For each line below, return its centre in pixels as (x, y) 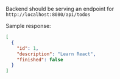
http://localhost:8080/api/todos (48, 15)
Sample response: (28, 26)
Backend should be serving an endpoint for (60, 9)
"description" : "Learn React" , (56, 54)
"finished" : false (40, 60)
